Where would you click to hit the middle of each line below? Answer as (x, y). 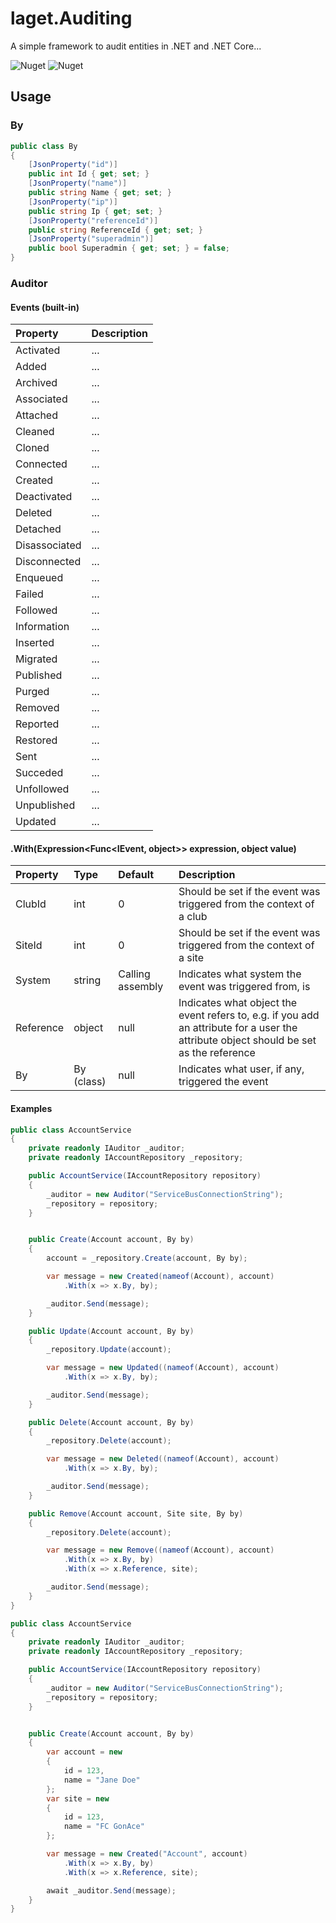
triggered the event (223, 1082)
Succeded (39, 773)
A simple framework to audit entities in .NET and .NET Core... (136, 46)
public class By (44, 146)
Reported (37, 724)
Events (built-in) (45, 307)
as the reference (217, 1053)
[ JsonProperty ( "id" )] (73, 165)
